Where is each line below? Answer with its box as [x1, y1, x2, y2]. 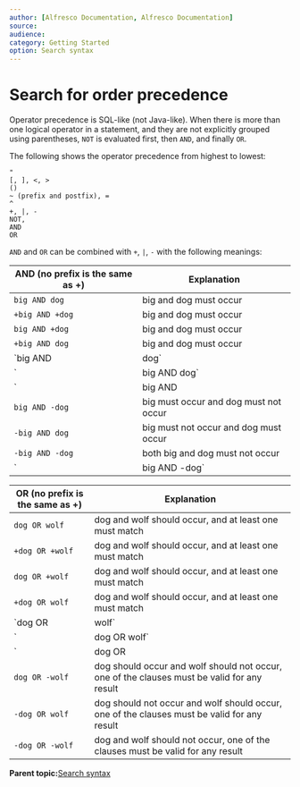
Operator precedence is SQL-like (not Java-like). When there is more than [9, 114, 281, 125]
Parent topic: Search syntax [9, 768, 112, 779]
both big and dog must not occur [142, 447, 279, 460]
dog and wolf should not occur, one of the [94, 734, 271, 747]
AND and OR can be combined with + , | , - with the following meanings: [9, 247, 262, 258]
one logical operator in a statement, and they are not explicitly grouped [9, 124, 271, 135]
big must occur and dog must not [142, 395, 281, 408]
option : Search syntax [9, 47, 94, 55]
